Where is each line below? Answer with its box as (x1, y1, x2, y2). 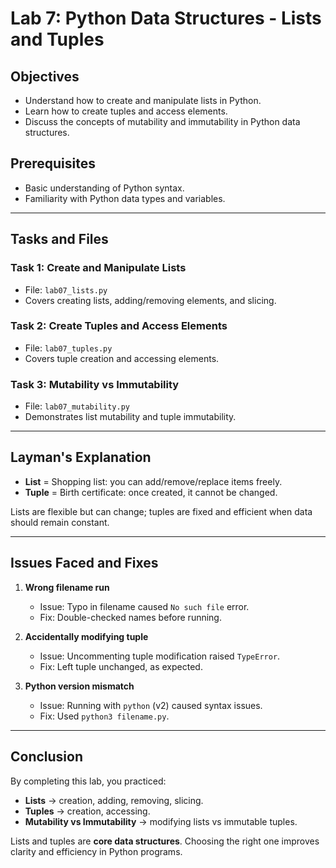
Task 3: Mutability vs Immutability (10, 377, 180, 391)
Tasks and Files (10, 231, 109, 248)
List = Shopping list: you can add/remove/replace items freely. (24, 475, 283, 487)
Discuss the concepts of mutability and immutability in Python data (24, 116, 301, 127)
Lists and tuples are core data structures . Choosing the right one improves (10, 835, 320, 847)
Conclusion (10, 748, 84, 766)
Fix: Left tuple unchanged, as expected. (39, 660, 203, 672)
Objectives (10, 68, 80, 85)
